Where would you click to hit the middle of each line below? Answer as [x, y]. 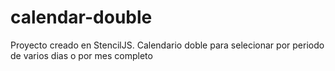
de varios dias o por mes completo [81, 55]
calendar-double [81, 17]
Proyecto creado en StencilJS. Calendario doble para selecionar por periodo [167, 45]
